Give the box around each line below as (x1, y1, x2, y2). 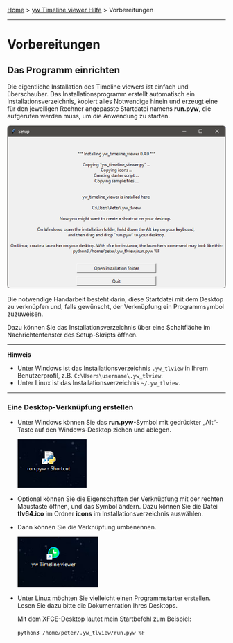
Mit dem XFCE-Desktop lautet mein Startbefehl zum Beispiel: (17, 615, 192, 623)
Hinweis (7, 351, 31, 359)
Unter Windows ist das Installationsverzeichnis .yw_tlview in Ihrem (17, 364, 208, 373)
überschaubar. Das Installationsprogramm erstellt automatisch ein (7, 90, 196, 98)
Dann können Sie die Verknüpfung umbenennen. (17, 523, 157, 531)
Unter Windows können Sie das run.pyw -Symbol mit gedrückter (17, 419, 202, 427)
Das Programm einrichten (7, 64, 120, 76)
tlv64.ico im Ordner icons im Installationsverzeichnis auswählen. (17, 509, 203, 518)
